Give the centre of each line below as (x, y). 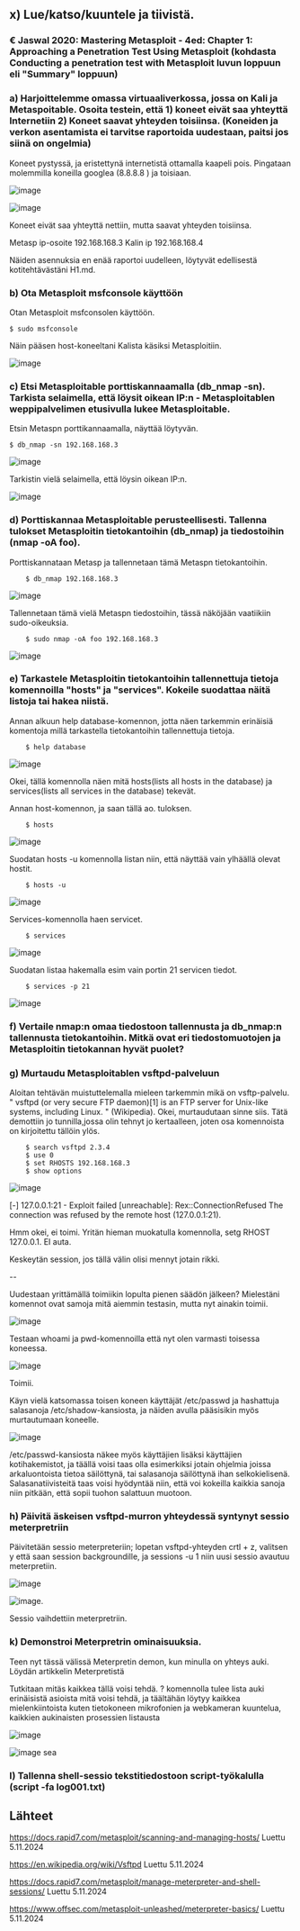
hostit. (21, 868)
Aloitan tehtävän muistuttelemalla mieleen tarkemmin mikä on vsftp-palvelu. (150, 1092)
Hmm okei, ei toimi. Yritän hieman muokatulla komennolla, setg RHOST (140, 1232)
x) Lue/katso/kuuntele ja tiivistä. (102, 15)
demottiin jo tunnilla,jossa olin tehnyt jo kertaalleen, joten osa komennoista (147, 1121)
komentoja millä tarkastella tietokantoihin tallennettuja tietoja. (122, 730)
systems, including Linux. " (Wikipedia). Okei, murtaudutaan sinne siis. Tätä (149, 1112)
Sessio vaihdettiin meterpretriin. (68, 1618)
